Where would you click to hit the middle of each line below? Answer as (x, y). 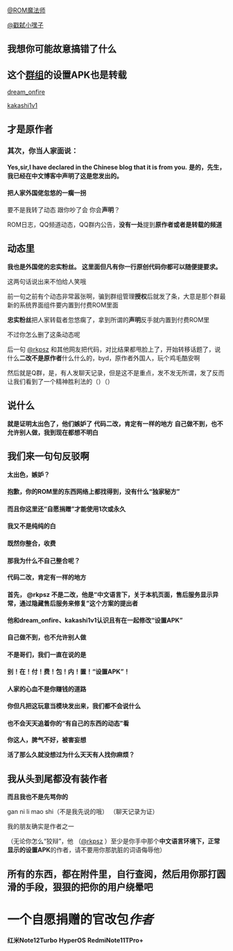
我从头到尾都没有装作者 (57, 779)
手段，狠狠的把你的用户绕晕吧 (89, 887)
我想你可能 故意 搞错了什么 (62, 49)
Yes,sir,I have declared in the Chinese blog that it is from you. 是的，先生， (116, 167)
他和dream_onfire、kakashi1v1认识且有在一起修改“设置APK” (95, 621)
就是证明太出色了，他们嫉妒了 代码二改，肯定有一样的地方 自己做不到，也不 (115, 424)
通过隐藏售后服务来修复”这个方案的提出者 (79, 603)
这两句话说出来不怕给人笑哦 (47, 281)
